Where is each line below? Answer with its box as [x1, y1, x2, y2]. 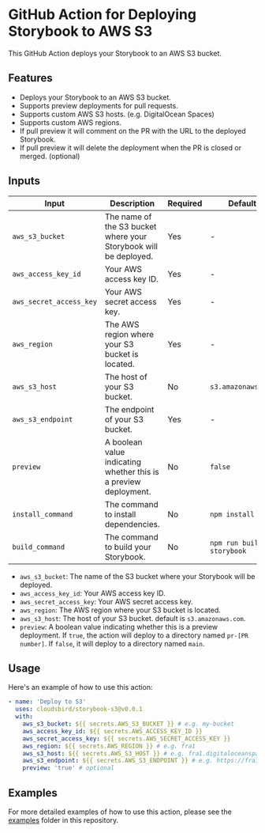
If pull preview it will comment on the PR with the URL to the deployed [19, 126, 246, 135]
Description [110, 198, 155, 209]
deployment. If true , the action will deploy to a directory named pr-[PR [19, 630, 248, 640]
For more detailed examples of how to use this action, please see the [8, 807, 233, 816]
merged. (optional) [19, 151, 80, 161]
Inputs [8, 174, 41, 187]
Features [8, 71, 53, 85]
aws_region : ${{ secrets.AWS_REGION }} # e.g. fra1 [22, 742, 196, 750]
